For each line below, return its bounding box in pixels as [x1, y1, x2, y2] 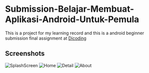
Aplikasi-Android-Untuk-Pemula [5, 14, 139, 25]
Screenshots [5, 49, 45, 58]
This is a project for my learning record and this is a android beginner [5, 30, 144, 36]
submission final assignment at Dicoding [5, 35, 86, 41]
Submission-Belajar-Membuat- [5, 3, 134, 15]
